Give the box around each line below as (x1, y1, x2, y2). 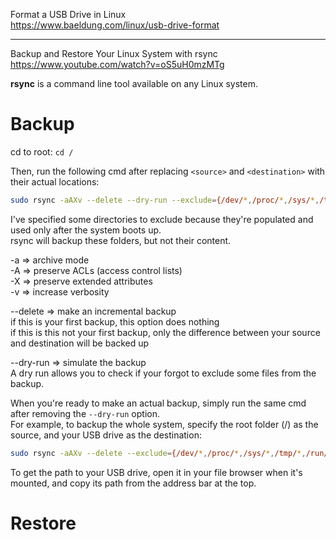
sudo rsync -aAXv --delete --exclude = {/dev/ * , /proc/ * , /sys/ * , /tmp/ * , (10, 448, 307, 458)
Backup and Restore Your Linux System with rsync (10, 48, 218, 59)
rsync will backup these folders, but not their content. (10, 234, 232, 246)
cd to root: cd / (10, 145, 74, 158)
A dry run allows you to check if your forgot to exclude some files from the (10, 367, 317, 379)
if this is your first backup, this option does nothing (10, 315, 220, 328)
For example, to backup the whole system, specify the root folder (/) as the (10, 418, 319, 430)
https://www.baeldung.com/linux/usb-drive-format (10, 19, 220, 31)
